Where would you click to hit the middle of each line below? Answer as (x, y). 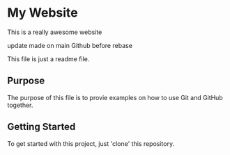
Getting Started (41, 127)
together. (20, 105)
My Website (43, 13)
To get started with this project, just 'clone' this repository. (91, 143)
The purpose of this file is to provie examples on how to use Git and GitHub (115, 97)
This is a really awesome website (55, 32)
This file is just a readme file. (48, 59)
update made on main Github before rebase (70, 45)
